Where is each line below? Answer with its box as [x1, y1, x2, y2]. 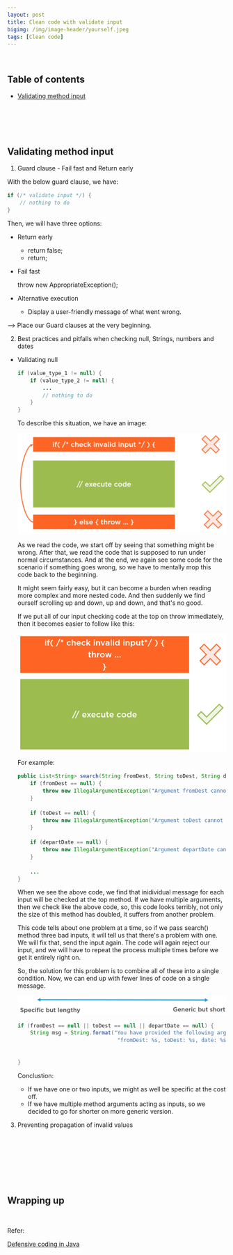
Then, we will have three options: [7, 219, 102, 228]
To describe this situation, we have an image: [17, 419, 147, 427]
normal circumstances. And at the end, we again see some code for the [17, 555, 223, 564]
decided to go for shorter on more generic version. [27, 1107, 174, 1115]
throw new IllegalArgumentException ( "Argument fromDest [42, 787, 208, 795]
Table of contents [7, 73, 85, 85]
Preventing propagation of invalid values [17, 1121, 134, 1129]
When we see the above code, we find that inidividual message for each [17, 888, 225, 897]
